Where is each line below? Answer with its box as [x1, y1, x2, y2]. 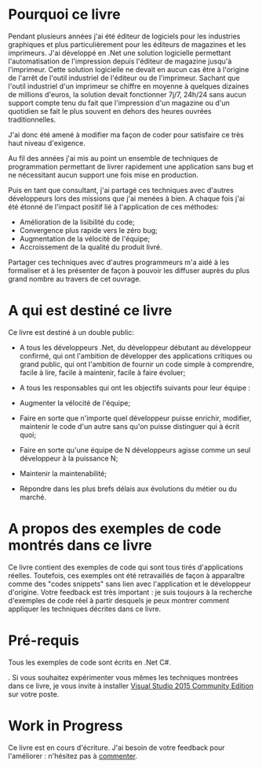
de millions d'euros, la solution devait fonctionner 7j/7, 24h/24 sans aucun [8, 89, 247, 99]
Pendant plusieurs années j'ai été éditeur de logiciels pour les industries [8, 31, 241, 41]
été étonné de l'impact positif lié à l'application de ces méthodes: [8, 202, 219, 211]
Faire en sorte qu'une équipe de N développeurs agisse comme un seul [19, 445, 251, 454]
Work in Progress [8, 716, 123, 734]
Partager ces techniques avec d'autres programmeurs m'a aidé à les [8, 257, 230, 267]
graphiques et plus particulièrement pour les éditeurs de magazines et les [8, 39, 246, 49]
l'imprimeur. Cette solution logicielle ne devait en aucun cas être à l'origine [8, 64, 249, 74]
